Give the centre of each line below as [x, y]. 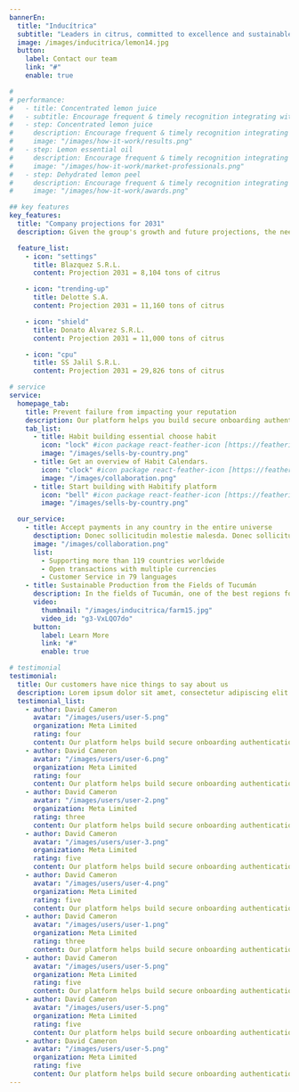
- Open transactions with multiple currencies [129, 569]
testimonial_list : [52, 701]
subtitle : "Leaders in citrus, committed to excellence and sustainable [155, 34]
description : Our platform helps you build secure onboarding [143, 420]
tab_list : [44, 429]
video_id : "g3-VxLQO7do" [87, 619]
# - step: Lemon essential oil [71, 150]
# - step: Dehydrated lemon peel [75, 175]
